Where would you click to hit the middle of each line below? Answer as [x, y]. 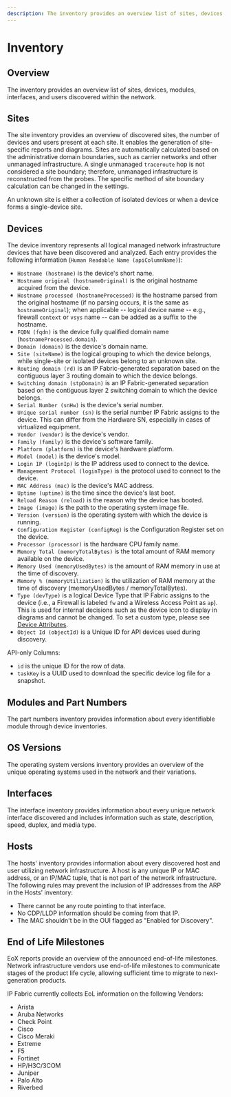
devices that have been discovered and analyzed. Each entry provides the [112, 253]
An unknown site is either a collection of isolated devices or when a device [113, 200]
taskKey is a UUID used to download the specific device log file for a [114, 673]
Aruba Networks [40, 1014]
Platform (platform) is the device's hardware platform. [95, 449]
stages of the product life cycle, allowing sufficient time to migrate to [104, 973]
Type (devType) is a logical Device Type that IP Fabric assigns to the [113, 595]
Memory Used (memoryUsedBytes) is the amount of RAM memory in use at [119, 566]
